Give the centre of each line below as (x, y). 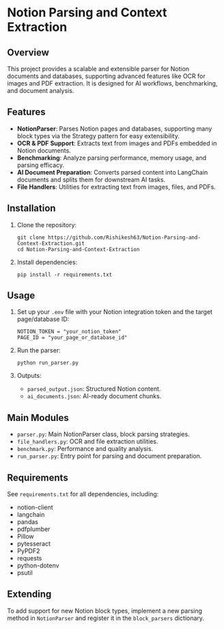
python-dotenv (38, 565)
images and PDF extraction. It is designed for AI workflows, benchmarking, (112, 83)
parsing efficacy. (41, 165)
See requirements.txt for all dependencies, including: (83, 494)
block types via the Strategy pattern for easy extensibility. (98, 136)
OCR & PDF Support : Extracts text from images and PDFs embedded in (117, 143)
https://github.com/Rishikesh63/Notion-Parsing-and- (124, 238)
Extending (29, 594)
